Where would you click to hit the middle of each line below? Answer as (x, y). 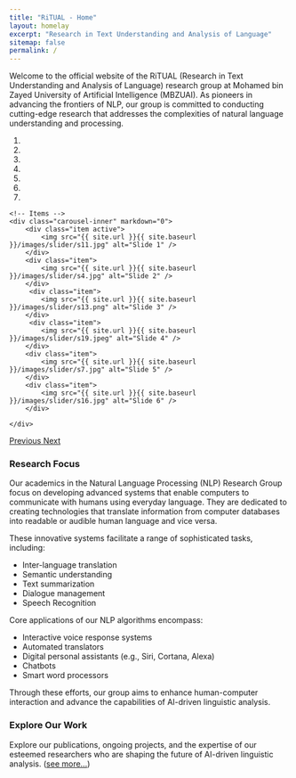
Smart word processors (65, 676)
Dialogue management (64, 594)
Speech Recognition (59, 603)
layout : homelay (39, 26)
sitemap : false (37, 42)
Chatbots (39, 666)
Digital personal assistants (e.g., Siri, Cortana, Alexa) (118, 657)
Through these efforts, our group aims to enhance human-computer (134, 692)
